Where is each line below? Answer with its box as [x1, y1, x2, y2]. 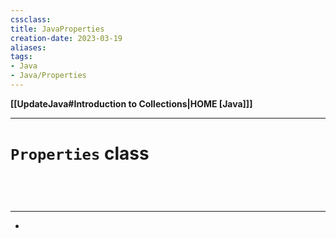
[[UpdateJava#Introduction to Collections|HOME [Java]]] [10, 97, 253, 110]
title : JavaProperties [10, 24, 105, 34]
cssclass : [10, 14, 52, 25]
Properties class [10, 142, 150, 165]
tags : [10, 52, 33, 62]
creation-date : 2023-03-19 [10, 33, 123, 43]
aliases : [10, 42, 47, 53]
